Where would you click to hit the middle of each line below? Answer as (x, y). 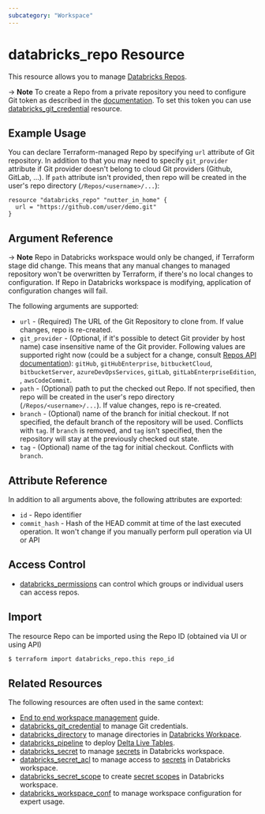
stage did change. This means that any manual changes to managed (119, 266)
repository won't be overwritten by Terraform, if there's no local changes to (131, 274)
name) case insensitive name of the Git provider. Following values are (132, 347)
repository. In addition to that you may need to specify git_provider (118, 161)
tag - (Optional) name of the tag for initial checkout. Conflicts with (127, 448)
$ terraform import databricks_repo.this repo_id (91, 659)
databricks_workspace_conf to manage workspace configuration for (131, 793)
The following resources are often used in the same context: (106, 703)
